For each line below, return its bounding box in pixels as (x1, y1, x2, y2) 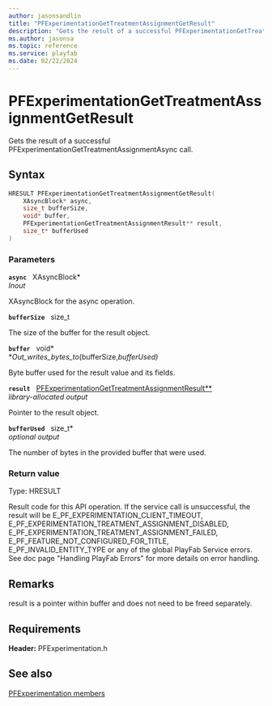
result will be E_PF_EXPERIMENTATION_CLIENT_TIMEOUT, (8, 511, 204, 521)
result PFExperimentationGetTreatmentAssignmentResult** (8, 384, 213, 393)
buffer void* (8, 343, 54, 353)
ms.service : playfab (8, 49, 79, 57)
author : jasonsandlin (8, 11, 82, 20)
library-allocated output (8, 392, 88, 402)
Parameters (8, 253, 55, 265)
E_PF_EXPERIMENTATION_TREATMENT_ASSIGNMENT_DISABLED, (8, 519, 229, 529)
